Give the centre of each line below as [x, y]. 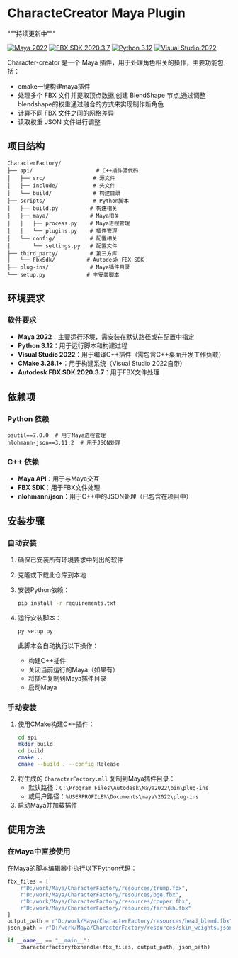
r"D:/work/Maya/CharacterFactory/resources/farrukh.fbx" [106, 908]
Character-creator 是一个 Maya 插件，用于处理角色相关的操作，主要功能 [113, 62]
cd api [27, 738]
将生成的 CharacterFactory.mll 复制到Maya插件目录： [96, 779]
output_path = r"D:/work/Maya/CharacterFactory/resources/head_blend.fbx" [120, 921]
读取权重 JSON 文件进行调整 [59, 121]
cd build [30, 751]
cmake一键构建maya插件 [54, 86]
